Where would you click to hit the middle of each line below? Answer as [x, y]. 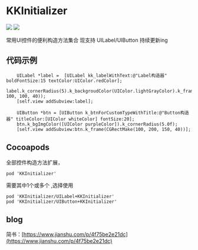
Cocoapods [28, 148]
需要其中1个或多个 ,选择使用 [40, 185]
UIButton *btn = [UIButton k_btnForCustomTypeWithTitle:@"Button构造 [103, 113]
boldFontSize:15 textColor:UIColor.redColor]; [64, 81]
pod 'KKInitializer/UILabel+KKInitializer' [60, 196]
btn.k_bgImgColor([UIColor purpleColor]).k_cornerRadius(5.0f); [97, 124]
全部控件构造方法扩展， [34, 162]
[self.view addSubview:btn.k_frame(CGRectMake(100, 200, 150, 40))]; [104, 129]
